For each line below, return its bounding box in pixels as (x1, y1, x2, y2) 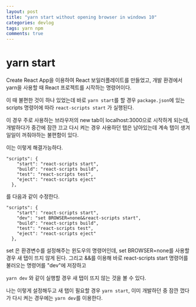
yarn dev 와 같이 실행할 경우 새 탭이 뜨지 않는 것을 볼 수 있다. (6, 274, 146, 282)
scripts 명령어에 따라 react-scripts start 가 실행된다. (6, 104, 135, 111)
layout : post (6, 8, 38, 15)
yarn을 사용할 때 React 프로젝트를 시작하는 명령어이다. (6, 84, 132, 91)
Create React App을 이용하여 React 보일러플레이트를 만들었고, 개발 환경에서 (6, 76, 183, 84)
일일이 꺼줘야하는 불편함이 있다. (6, 132, 79, 139)
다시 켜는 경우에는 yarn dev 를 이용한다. (12, 295, 103, 302)
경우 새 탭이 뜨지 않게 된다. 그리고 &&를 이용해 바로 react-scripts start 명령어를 (6, 254, 188, 261)
